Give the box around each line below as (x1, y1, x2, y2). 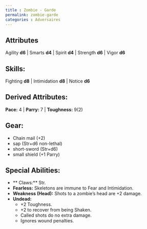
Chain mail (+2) (12, 135, 46, 141)
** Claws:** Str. (12, 180, 46, 186)
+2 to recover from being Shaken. (20, 207, 92, 213)
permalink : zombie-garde (5, 12, 58, 17)
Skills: (5, 65, 26, 73)
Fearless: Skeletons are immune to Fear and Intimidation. (12, 185, 134, 191)
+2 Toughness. (20, 201, 52, 207)
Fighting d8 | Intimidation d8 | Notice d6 (5, 78, 90, 84)
